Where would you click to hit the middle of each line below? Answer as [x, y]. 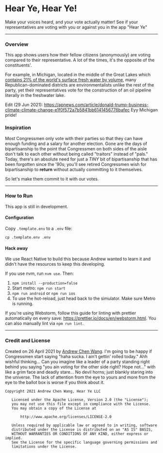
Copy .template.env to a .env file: [39, 229]
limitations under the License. [44, 446]
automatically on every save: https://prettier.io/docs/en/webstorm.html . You [81, 318]
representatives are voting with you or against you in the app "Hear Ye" [76, 27]
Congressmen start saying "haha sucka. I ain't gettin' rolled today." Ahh [76, 356]
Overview [17, 44]
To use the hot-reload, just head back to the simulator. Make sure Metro [84, 299]
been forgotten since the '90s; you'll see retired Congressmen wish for [76, 164]
